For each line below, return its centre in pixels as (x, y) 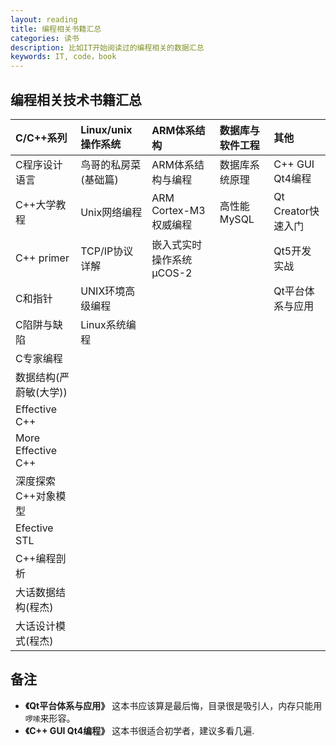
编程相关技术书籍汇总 (76, 99)
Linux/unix (106, 129)
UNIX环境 (103, 291)
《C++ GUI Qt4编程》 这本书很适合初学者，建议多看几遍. (139, 730)
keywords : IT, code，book (63, 57)
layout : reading (44, 19)
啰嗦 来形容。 (50, 718)
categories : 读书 (45, 38)
